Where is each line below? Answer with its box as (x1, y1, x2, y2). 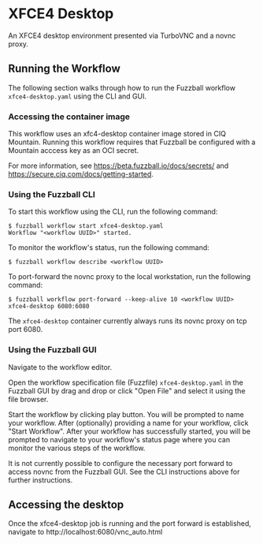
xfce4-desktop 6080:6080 (8, 303, 90, 311)
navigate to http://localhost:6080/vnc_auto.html (8, 527, 163, 537)
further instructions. (8, 475, 73, 485)
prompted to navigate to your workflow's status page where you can (8, 434, 231, 444)
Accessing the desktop (8, 498, 124, 512)
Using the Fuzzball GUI (8, 345, 97, 356)
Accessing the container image (8, 111, 131, 122)
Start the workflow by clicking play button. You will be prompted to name (8, 409, 244, 419)
